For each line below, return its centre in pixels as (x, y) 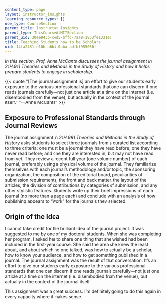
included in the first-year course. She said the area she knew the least (77, 245)
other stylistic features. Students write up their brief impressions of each (79, 191)
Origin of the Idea (33, 217)
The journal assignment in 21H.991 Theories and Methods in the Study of (80, 138)
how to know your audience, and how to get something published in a (76, 255)
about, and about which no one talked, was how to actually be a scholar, (79, 250)
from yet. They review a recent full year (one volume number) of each (76, 159)
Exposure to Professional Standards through (75, 118)
